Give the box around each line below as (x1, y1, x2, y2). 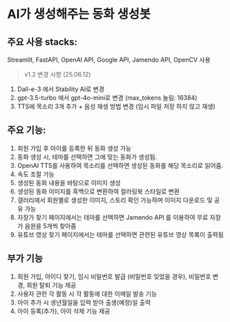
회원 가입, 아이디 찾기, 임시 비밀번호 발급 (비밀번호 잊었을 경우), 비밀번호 (17, 272, 211, 281)
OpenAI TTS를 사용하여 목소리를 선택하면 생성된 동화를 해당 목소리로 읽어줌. (17, 161, 224, 169)
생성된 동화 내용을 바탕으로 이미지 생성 (17, 178, 121, 187)
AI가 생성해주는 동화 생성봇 (7, 6, 151, 22)
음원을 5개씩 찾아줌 (24, 222, 77, 230)
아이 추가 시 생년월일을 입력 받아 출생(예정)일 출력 (17, 298, 151, 306)
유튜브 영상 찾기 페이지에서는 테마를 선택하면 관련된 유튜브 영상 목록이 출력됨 (17, 230, 224, 238)
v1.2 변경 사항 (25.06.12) (23, 70, 91, 78)
